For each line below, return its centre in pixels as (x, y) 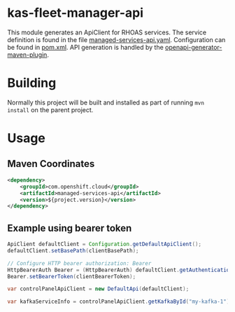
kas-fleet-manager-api (76, 13)
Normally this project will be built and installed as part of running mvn (106, 102)
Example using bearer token (70, 228)
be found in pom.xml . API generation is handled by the (86, 47)
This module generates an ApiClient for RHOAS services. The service (107, 32)
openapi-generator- (194, 47)
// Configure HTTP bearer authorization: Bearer (79, 263)
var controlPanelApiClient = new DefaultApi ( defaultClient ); (98, 289)
